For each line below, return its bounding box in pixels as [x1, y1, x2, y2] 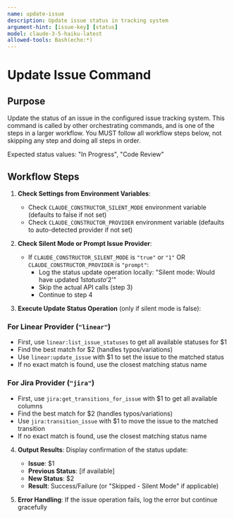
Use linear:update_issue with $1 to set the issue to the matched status [17, 353, 224, 361]
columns [17, 401, 43, 410]
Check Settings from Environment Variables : [17, 189, 152, 198]
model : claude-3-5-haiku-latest [7, 30, 102, 37]
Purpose [7, 95, 46, 107]
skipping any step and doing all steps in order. [7, 136, 141, 145]
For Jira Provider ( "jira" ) [7, 378, 95, 388]
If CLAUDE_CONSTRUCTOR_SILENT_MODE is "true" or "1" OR [27, 252, 185, 261]
